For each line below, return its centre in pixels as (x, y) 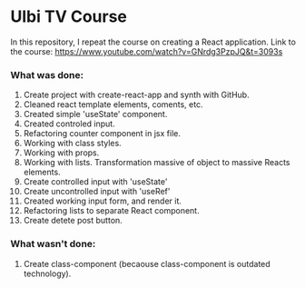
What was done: (47, 74)
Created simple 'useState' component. (95, 114)
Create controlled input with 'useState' (95, 182)
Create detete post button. (73, 221)
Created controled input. (69, 124)
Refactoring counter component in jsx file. (102, 134)
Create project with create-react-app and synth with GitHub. (136, 95)
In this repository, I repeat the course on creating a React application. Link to (153, 42)
